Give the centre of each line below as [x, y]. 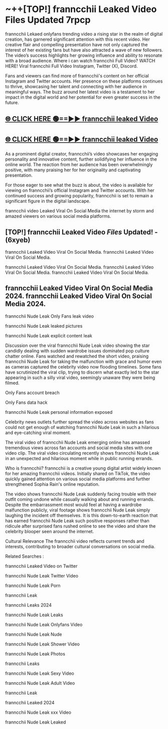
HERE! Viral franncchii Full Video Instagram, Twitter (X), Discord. [71, 66]
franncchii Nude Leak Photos [35, 653]
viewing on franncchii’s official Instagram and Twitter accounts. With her [80, 190]
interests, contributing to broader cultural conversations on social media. [80, 546]
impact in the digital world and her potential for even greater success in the [83, 97]
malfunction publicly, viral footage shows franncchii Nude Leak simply [78, 510]
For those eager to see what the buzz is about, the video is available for [79, 185]
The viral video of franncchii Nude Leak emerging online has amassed [78, 442]
